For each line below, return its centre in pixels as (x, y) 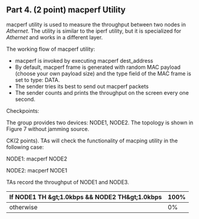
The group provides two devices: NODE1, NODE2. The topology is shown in (100, 122)
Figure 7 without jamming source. (48, 129)
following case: (25, 147)
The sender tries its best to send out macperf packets (82, 86)
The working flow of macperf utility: (51, 49)
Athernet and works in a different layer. (55, 37)
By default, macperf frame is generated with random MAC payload (98, 67)
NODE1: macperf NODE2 (37, 159)
